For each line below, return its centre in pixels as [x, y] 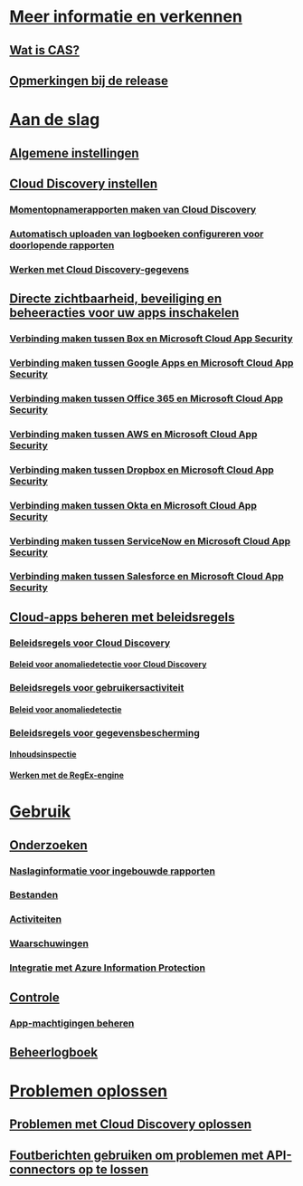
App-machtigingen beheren [72, 1023]
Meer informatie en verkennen [126, 17]
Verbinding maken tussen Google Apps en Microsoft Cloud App [151, 362]
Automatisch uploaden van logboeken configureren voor [137, 234]
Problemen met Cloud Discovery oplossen [130, 1124]
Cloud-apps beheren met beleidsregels [122, 617]
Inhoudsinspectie [43, 754]
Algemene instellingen [74, 153]
